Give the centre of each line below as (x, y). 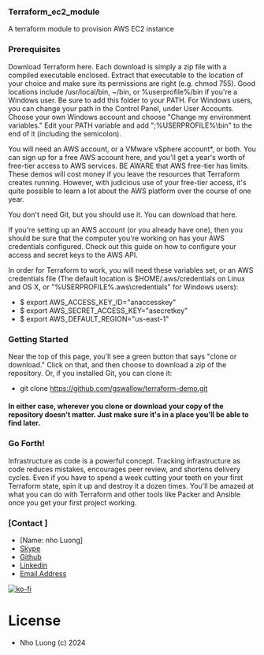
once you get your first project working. (73, 502)
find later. (24, 423)
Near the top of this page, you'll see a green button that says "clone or (123, 356)
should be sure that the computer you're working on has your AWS (116, 238)
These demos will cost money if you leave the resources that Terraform (124, 174)
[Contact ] (28, 523)
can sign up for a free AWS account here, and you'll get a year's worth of (127, 157)
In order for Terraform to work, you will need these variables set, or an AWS (131, 270)
